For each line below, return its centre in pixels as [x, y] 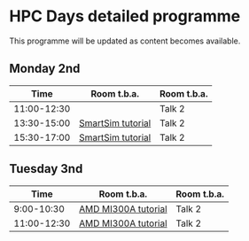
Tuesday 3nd [46, 169]
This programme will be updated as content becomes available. [125, 41]
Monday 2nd [45, 69]
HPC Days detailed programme [125, 16]
